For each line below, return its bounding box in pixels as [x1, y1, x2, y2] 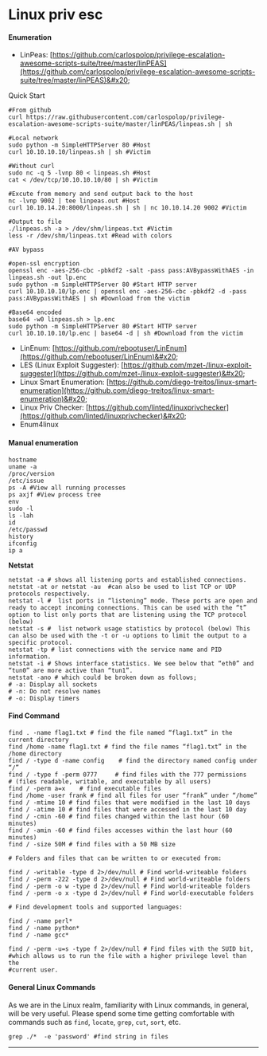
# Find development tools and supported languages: [8, 903, 183, 911]
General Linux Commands [8, 983, 96, 992]
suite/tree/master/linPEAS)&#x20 [19, 76, 129, 85]
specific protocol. [8, 638, 73, 646]
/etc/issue [8, 477, 44, 485]
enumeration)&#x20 [19, 395, 86, 404]
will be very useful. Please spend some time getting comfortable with [8, 1009, 234, 1018]
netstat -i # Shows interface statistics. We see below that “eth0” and [8, 659, 254, 667]
